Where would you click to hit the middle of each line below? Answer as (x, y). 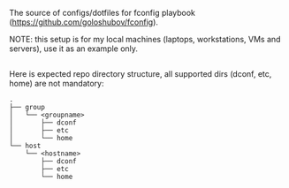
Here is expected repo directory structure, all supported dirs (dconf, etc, (141, 74)
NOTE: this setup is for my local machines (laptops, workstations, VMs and (145, 39)
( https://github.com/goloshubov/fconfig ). (84, 22)
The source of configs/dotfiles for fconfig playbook (103, 13)
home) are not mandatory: (57, 84)
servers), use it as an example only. (74, 49)
